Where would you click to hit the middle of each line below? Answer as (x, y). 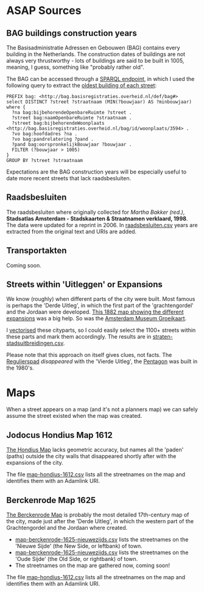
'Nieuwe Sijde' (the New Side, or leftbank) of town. (79, 546)
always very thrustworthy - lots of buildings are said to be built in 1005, (95, 61)
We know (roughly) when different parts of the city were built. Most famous (101, 299)
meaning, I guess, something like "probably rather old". (75, 67)
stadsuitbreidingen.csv (35, 343)
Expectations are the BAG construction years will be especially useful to (97, 172)
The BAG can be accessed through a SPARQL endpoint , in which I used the (100, 79)
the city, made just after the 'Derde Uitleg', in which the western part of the (100, 521)
